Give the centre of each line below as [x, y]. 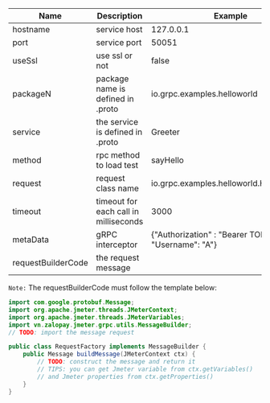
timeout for [117, 201]
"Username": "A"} [184, 245]
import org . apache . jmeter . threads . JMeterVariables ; [96, 317]
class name [117, 188]
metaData [31, 239]
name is [111, 89]
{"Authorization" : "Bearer [199, 234]
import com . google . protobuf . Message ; [72, 302]
